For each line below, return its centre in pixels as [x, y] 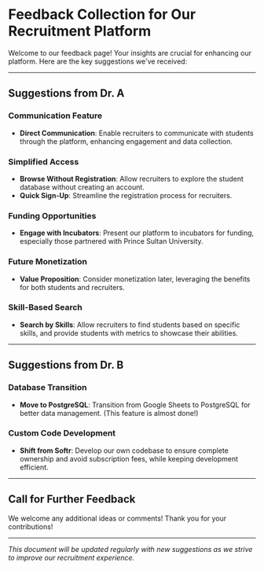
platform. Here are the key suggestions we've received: [98, 61]
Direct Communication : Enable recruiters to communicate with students [136, 133]
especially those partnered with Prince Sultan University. [111, 241]
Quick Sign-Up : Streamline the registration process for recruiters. [126, 195]
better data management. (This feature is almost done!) [109, 413]
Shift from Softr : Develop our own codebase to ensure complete [124, 450]
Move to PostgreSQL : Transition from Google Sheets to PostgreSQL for [135, 405]
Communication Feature [55, 116]
